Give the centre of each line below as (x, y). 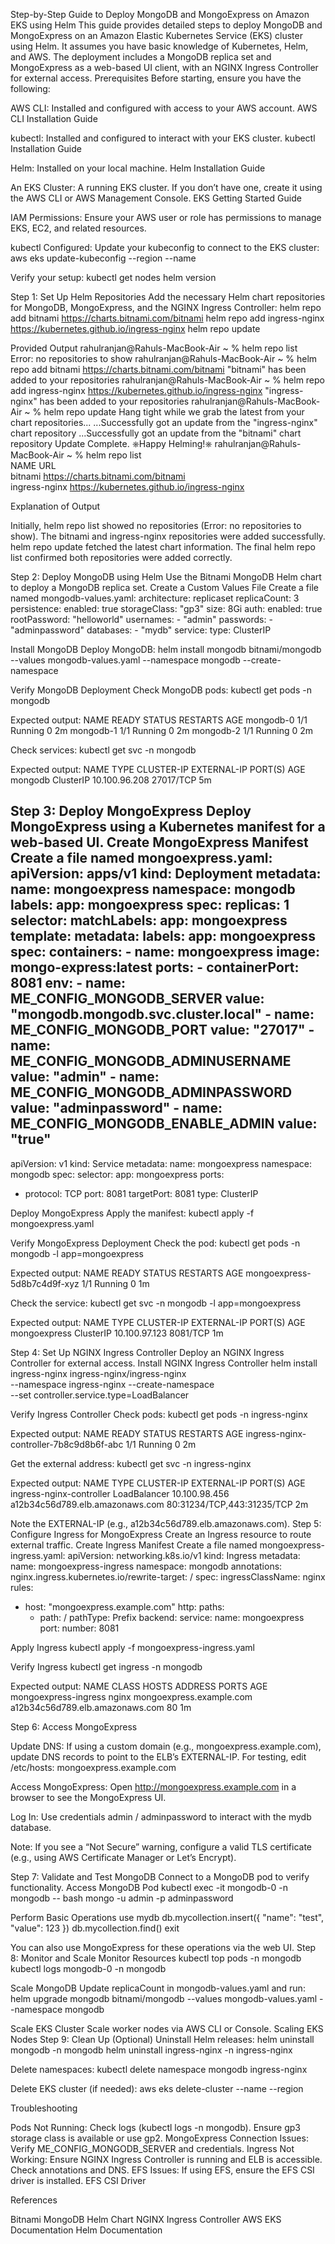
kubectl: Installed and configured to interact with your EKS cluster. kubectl (163, 138)
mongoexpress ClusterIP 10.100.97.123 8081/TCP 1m (117, 1333)
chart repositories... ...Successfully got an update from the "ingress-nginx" (164, 422)
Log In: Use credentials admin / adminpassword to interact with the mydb (161, 1816)
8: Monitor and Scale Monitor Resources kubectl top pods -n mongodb (156, 1958)
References (34, 2200)
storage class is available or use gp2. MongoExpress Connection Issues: (159, 2138)
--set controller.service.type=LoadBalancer (100, 1395)
